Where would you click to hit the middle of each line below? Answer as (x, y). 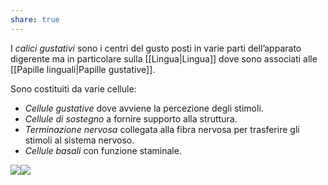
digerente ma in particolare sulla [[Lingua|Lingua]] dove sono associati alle (164, 58)
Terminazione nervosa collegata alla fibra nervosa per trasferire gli (162, 129)
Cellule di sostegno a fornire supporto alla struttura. (131, 118)
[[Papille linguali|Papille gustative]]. (83, 69)
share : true (35, 19)
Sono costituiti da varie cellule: (73, 88)
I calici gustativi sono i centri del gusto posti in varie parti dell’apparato (156, 48)
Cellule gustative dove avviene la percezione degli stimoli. (144, 108)
